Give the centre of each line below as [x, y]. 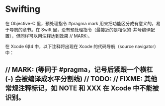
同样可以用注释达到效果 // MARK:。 [56, 36]
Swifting [23, 9]
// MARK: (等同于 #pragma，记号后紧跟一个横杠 [79, 70]
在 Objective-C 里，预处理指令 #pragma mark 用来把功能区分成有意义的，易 [83, 23]
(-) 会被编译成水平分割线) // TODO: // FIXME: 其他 [81, 79]
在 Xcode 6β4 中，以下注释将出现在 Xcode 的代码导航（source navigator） [82, 46]
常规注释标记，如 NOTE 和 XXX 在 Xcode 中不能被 [82, 88]
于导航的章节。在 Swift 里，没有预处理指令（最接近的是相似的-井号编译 [78, 29]
